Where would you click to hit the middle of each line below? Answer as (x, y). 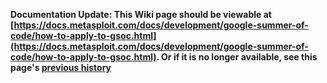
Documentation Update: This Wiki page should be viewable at (141, 14)
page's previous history (61, 67)
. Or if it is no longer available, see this (237, 57)
